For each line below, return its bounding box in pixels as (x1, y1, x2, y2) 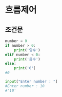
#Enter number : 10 (5, 83, 45, 88)
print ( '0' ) (14, 66, 36, 71)
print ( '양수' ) (14, 47, 41, 53)
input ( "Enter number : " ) (5, 79, 58, 84)
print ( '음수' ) (14, 57, 41, 61)
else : (5, 61, 16, 66)
